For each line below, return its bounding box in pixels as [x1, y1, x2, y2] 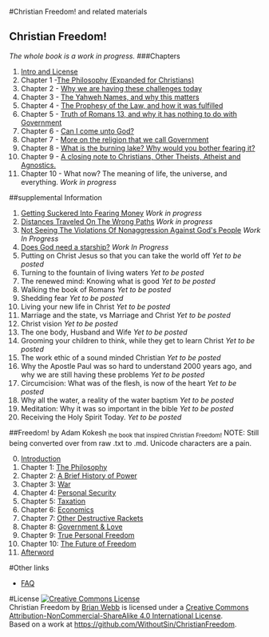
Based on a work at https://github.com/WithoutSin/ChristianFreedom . [9, 619, 237, 629]
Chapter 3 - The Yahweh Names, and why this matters [20, 92, 200, 102]
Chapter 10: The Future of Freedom [20, 539, 136, 548]
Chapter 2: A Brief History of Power [20, 471, 138, 480]
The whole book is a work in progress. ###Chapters [9, 51, 180, 61]
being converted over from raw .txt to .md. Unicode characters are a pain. [9, 438, 252, 447]
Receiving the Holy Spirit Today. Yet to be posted [20, 412, 182, 422]
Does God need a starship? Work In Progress [20, 242, 169, 251]
